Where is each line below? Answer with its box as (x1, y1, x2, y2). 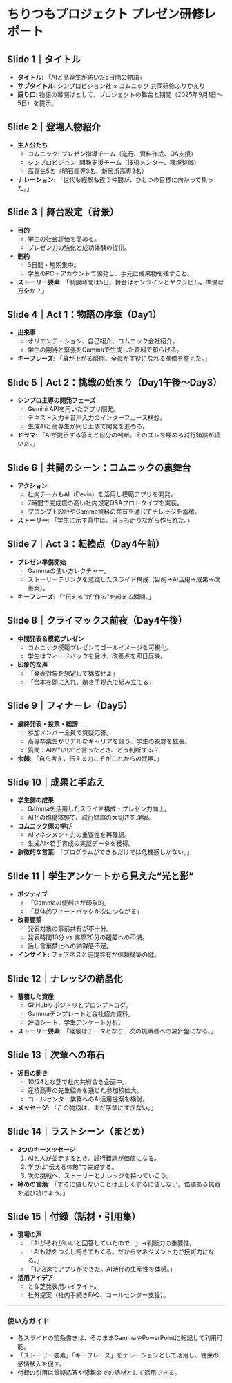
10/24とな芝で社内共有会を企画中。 (27, 1077, 129, 1085)
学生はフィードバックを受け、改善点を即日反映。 (27, 651, 167, 660)
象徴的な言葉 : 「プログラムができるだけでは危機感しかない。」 (17, 848, 193, 856)
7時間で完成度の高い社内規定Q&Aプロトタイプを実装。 (27, 499, 183, 507)
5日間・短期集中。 (27, 260, 80, 269)
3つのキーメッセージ (17, 1145, 76, 1153)
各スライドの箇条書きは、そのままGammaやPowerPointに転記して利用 (17, 1333, 217, 1341)
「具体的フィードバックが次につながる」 (27, 907, 143, 916)
